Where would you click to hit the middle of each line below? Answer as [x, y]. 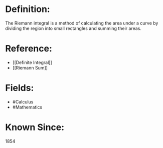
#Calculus [23, 101]
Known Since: [35, 127]
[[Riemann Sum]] [30, 67]
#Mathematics [27, 107]
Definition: [28, 9]
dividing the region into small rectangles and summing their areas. [73, 28]
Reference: [29, 49]
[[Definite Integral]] [32, 62]
